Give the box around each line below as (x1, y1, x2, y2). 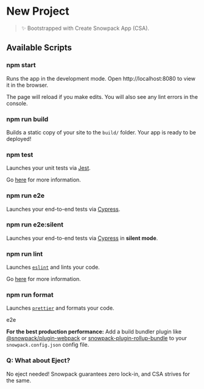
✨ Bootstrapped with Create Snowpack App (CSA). (21, 24, 150, 32)
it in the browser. (6, 81, 49, 89)
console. (6, 100, 29, 107)
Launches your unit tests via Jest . (6, 164, 91, 172)
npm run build (6, 115, 49, 123)
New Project (6, 4, 70, 18)
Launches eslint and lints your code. (6, 264, 100, 271)
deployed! (6, 135, 32, 142)
